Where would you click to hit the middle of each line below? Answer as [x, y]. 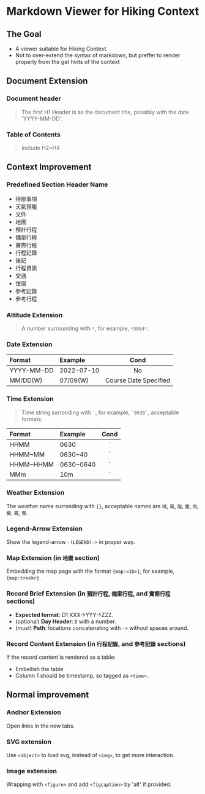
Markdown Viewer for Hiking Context [103, 11]
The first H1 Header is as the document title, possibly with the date [105, 112]
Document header [34, 98]
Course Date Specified [138, 380]
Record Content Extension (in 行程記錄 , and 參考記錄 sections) [96, 643]
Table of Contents [34, 135]
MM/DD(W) [26, 380]
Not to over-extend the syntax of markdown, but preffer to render [98, 55]
